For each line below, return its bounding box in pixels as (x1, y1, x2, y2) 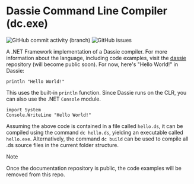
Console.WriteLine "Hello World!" (6, 112, 92, 118)
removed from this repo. (6, 171, 65, 178)
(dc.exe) (6, 17, 49, 30)
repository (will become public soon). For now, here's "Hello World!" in (6, 61, 179, 68)
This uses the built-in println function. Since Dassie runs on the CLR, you (6, 89, 187, 96)
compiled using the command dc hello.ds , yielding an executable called (6, 129, 184, 136)
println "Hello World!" (6, 79, 65, 85)
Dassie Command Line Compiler (6, 4, 168, 18)
